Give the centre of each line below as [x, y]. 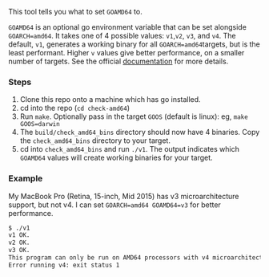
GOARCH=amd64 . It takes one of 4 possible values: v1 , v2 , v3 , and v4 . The [122, 36]
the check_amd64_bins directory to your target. [95, 141]
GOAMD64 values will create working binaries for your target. [116, 158]
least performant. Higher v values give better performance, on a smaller [126, 53]
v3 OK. [19, 251]
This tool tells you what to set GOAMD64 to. [75, 12]
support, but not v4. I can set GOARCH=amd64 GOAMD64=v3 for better [115, 205]
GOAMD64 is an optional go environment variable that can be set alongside [127, 27]
